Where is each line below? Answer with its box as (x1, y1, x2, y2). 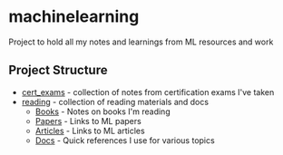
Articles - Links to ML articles (34, 125, 146, 136)
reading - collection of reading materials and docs (21, 96, 210, 107)
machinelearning (8, 6, 140, 27)
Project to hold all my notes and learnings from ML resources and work (8, 36, 274, 47)
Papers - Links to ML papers (34, 115, 141, 126)
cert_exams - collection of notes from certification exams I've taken (21, 86, 275, 97)
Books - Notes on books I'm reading (34, 106, 171, 117)
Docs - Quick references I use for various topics (34, 134, 215, 146)
